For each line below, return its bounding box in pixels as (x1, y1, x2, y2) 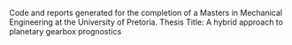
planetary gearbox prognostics (9, 26, 122, 36)
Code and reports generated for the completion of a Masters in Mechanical (9, 8, 283, 18)
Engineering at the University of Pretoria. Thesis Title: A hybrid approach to (9, 17, 283, 27)
